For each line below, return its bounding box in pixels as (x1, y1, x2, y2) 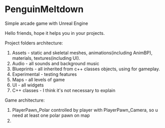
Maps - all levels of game (12, 76, 65, 82)
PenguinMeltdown (5, 4, 84, 15)
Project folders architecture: (5, 39, 63, 46)
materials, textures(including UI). (12, 55, 80, 61)
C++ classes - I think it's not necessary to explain (12, 87, 116, 93)
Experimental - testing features (12, 71, 77, 77)
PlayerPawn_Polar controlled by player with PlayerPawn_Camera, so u (12, 107, 158, 113)
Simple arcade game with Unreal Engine (5, 20, 89, 26)
